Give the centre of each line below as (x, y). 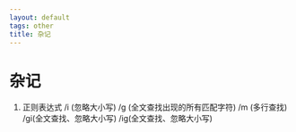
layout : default (39, 17)
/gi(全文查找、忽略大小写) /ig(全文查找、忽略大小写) (118, 119)
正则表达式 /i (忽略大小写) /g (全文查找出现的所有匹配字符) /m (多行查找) (155, 107)
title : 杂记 (30, 34)
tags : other (31, 26)
